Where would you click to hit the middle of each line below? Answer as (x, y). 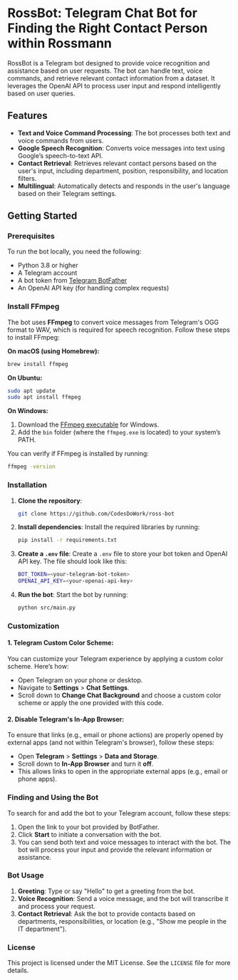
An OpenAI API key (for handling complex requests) (93, 288)
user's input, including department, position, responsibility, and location (123, 171)
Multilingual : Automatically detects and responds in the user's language (124, 186)
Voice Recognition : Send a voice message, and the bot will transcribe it (123, 898)
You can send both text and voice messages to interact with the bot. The (124, 842)
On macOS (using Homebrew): (53, 351)
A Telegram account (47, 273)
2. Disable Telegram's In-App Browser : (66, 719)
